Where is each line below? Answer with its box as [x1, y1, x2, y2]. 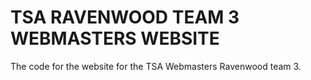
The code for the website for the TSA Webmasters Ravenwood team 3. [10, 60, 302, 72]
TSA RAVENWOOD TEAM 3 [10, 6, 240, 29]
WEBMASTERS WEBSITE [10, 27, 220, 50]
